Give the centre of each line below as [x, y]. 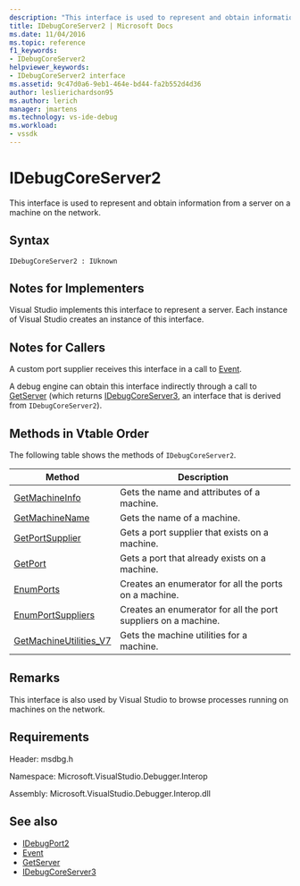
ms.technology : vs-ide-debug [63, 117]
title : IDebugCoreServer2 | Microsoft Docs [92, 26]
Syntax [29, 241]
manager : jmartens [43, 109]
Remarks [35, 678]
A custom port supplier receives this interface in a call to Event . [126, 369]
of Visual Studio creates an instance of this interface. [107, 319]
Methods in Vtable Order [79, 433]
